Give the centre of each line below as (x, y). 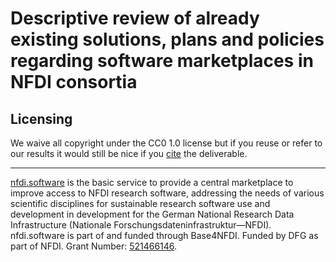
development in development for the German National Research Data (152, 214)
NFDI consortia (74, 82)
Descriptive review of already (135, 18)
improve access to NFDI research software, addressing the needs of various (167, 193)
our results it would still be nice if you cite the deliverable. (129, 153)
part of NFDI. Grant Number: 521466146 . (94, 246)
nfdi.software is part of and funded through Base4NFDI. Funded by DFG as (164, 235)
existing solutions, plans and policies (167, 39)
